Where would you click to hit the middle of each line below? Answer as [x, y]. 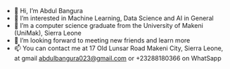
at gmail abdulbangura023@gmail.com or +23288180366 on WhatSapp [117, 58]
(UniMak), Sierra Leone [48, 33]
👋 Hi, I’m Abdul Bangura [48, 11]
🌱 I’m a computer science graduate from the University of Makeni [109, 25]
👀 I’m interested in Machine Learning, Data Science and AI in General [114, 18]
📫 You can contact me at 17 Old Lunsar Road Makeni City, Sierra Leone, [119, 48]
